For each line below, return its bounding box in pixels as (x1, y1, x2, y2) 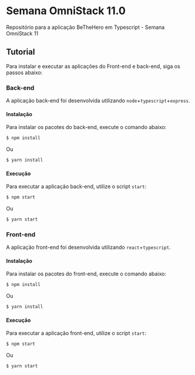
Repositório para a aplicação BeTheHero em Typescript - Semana (6, 24, 165, 31)
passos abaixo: (6, 69, 43, 76)
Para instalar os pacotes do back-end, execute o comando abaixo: (6, 124, 167, 131)
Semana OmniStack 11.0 (6, 4, 126, 18)
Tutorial (6, 47, 35, 57)
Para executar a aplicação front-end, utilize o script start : (6, 330, 147, 337)
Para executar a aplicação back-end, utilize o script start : (6, 183, 147, 190)
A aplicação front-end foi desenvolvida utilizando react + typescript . (6, 244, 172, 251)
